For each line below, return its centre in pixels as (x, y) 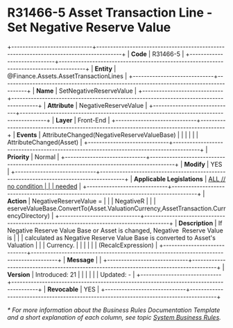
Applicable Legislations (169, 179)
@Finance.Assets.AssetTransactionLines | (67, 76)
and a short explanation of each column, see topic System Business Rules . (114, 317)
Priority (18, 156)
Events (27, 135)
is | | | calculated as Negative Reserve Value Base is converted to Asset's (112, 237)
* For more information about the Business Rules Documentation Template (114, 310)
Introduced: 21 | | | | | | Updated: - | (85, 274)
